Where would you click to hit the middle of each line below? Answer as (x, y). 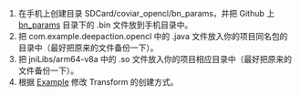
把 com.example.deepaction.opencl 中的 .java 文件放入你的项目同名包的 (153, 36)
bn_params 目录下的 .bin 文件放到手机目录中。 (105, 25)
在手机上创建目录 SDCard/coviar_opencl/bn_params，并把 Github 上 (146, 13)
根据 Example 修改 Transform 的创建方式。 (98, 82)
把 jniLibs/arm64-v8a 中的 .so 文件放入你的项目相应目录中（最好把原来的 (155, 59)
